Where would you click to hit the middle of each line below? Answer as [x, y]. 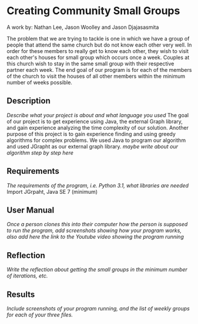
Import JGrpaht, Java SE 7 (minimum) [52, 191]
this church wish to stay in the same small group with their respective [90, 64]
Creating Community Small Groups [93, 11]
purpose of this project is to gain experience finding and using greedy [91, 134]
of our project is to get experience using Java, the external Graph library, [95, 121]
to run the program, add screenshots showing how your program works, [94, 230]
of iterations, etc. [27, 276]
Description [28, 101]
